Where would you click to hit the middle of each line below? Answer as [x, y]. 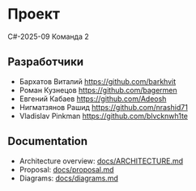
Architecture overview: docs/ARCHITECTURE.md [101, 161]
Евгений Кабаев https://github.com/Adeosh [93, 99]
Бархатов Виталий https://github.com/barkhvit [97, 81]
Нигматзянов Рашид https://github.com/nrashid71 [103, 107]
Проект [34, 14]
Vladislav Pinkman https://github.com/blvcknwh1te [103, 116]
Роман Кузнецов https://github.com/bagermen [98, 90]
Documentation [48, 141]
